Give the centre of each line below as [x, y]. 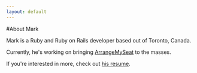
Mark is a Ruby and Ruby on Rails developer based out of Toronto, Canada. [99, 40]
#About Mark [22, 29]
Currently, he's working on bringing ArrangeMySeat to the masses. [89, 52]
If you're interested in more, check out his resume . [68, 63]
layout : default [26, 12]
